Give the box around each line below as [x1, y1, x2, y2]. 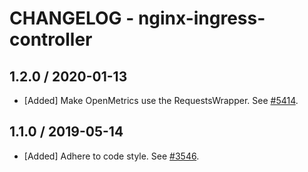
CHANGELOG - [9, 7, 135, 30]
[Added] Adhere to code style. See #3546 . [23, 150, 200, 162]
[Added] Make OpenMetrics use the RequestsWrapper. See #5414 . [23, 95, 299, 106]
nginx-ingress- [137, 7, 266, 30]
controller [9, 28, 93, 51]
